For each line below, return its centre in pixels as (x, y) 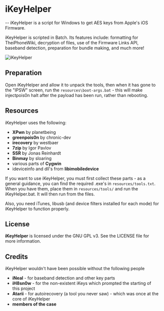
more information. (23, 241)
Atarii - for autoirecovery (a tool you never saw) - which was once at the (85, 294)
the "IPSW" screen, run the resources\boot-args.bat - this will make (74, 90)
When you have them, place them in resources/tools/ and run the (72, 188)
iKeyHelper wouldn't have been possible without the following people (75, 269)
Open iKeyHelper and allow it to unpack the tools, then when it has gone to (80, 85)
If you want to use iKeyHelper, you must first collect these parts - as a (75, 178)
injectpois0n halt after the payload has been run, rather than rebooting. (77, 95)
